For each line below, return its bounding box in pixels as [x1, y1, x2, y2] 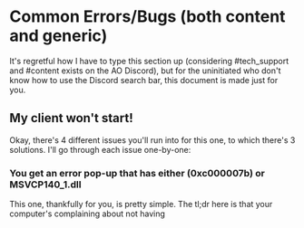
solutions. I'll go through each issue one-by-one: [9, 144, 191, 155]
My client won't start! [9, 110, 133, 126]
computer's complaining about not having [9, 208, 166, 219]
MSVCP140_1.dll [9, 178, 82, 191]
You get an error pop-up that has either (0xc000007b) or [9, 166, 265, 179]
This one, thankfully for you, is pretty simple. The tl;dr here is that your [9, 199, 273, 210]
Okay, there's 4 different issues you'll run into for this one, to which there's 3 [9, 134, 296, 146]
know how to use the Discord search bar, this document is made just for [9, 74, 279, 85]
